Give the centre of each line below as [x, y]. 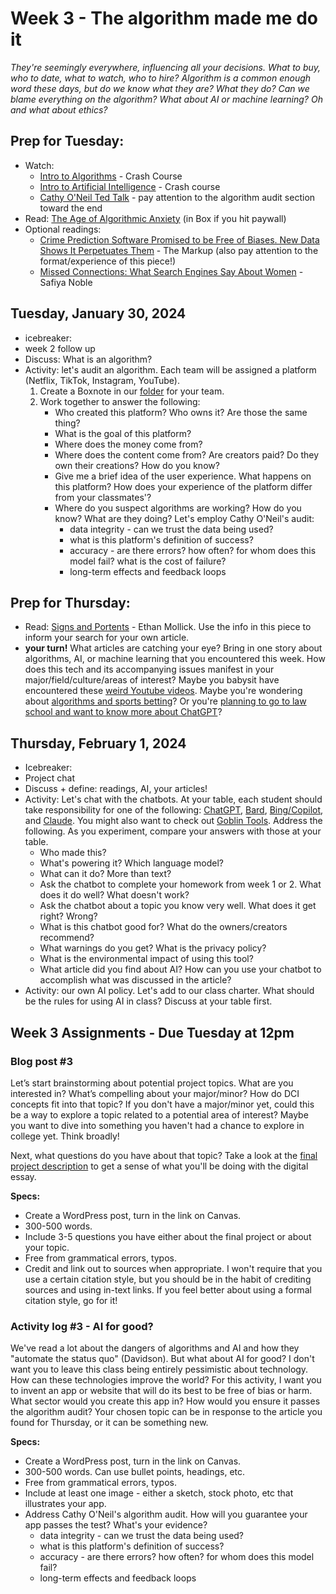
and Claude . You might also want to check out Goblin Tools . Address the [173, 821]
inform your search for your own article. [107, 638]
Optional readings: [63, 229]
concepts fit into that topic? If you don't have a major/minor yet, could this [162, 1104]
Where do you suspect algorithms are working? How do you [178, 508]
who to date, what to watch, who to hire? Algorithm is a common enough [161, 78]
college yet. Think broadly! [65, 1136]
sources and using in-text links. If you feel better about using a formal [168, 1289]
